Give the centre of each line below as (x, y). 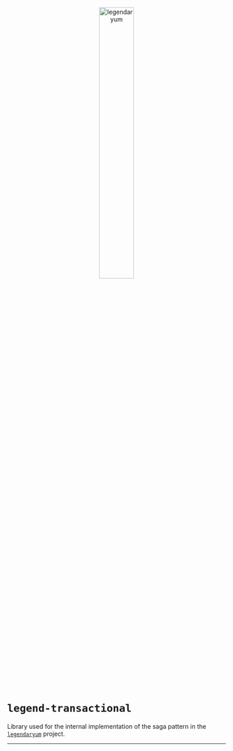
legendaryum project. (36, 734)
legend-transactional (69, 708)
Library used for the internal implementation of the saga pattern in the (107, 726)
